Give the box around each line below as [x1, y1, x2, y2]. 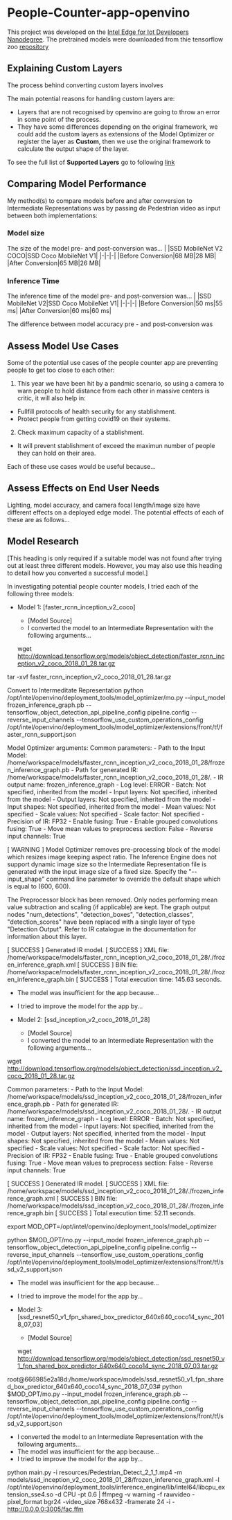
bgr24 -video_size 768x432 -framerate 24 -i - [44, 1497, 175, 1505]
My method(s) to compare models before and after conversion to [7, 196, 193, 205]
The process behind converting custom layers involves [7, 81, 164, 89]
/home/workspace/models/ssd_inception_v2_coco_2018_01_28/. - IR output [7, 1107, 222, 1116]
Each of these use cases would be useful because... [7, 462, 156, 470]
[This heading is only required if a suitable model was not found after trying [7, 554, 222, 562]
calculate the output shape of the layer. [17, 144, 130, 153]
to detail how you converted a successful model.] [7, 569, 148, 577]
